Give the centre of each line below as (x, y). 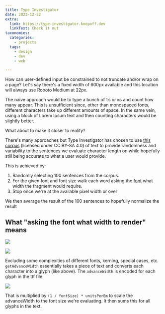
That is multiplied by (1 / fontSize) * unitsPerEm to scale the (69, 296)
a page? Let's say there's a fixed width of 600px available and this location (82, 85)
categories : (22, 38)
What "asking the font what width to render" (76, 222)
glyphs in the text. (24, 306)
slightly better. (20, 121)
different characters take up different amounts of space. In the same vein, (81, 110)
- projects (25, 42)
